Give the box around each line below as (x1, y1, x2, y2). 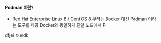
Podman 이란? (5, 4, 34, 10)
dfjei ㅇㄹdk (5, 32, 28, 38)
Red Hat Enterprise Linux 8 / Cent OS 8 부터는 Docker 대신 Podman (12, 16, 147, 22)
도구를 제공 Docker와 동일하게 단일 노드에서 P (17, 22, 106, 28)
